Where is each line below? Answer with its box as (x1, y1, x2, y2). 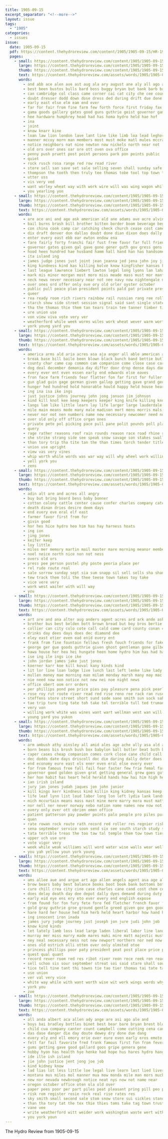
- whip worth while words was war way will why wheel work (23, 454, 149, 459)
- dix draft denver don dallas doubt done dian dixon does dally (23, 231, 162, 236)
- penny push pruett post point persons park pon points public (23, 152, 160, 157)
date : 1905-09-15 (9, 45, 46, 50)
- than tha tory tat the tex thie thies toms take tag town (23, 1100, 151, 1106)
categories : (5, 31, 30, 36)
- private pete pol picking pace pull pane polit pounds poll (23, 421, 155, 426)
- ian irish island (23, 780, 64, 785)
